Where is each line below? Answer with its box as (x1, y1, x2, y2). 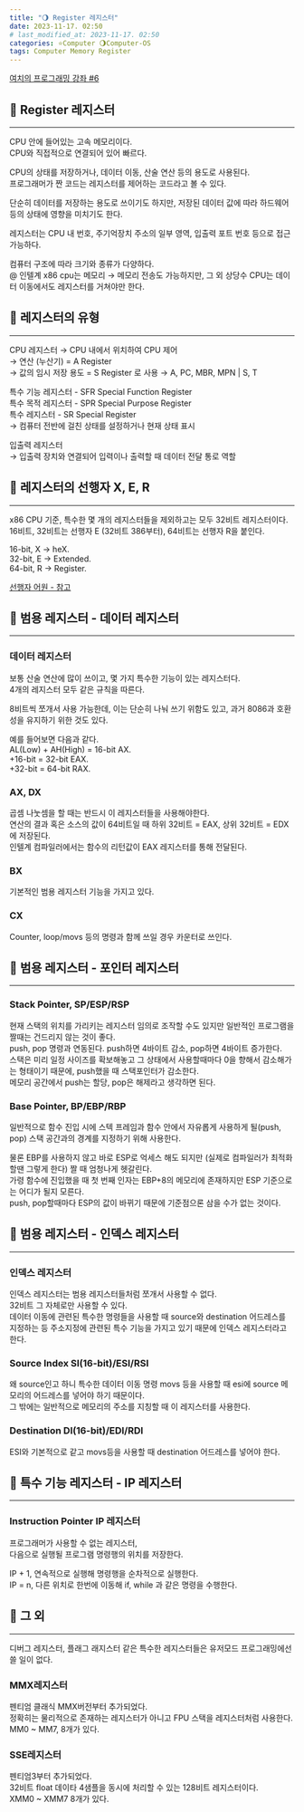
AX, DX (9, 785, 43, 798)
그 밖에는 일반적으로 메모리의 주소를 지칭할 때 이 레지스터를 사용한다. (9, 1401, 251, 1413)
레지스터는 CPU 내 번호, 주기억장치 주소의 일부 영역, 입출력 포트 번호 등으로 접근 (9, 227, 291, 238)
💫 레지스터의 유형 (9, 310, 100, 326)
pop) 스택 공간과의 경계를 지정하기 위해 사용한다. (9, 1133, 182, 1144)
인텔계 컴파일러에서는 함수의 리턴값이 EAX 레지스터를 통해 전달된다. (9, 841, 247, 852)
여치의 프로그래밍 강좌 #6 (9, 73, 100, 84)
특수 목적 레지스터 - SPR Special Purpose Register (9, 398, 192, 408)
